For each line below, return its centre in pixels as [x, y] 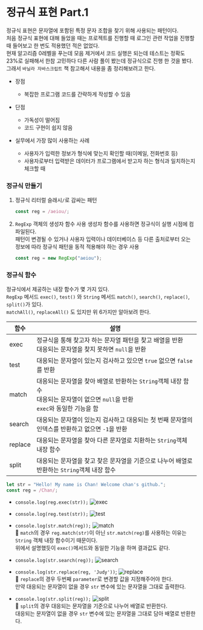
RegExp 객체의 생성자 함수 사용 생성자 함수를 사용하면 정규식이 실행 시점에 [101, 224]
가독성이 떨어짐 [42, 120]
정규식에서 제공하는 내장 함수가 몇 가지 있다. [58, 290]
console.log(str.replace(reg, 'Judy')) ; [66, 572]
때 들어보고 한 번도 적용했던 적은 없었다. [53, 46]
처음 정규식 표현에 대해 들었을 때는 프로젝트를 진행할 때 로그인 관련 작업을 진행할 [101, 38]
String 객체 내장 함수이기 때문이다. [56, 540]
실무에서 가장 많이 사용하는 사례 [52, 140]
